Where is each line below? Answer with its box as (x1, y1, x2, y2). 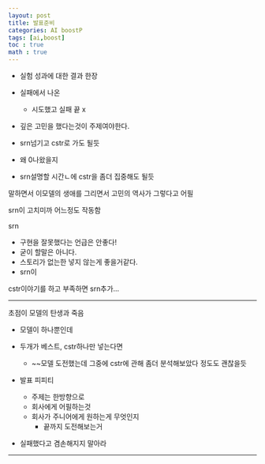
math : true (8, 48, 47, 56)
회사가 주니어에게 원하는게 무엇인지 (31, 412, 140, 421)
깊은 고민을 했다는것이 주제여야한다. (19, 122, 130, 130)
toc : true (8, 41, 44, 49)
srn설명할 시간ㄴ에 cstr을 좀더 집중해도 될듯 (19, 172, 155, 181)
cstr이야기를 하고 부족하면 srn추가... (8, 284, 120, 293)
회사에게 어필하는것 (31, 402, 91, 411)
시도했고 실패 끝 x (31, 104, 87, 114)
